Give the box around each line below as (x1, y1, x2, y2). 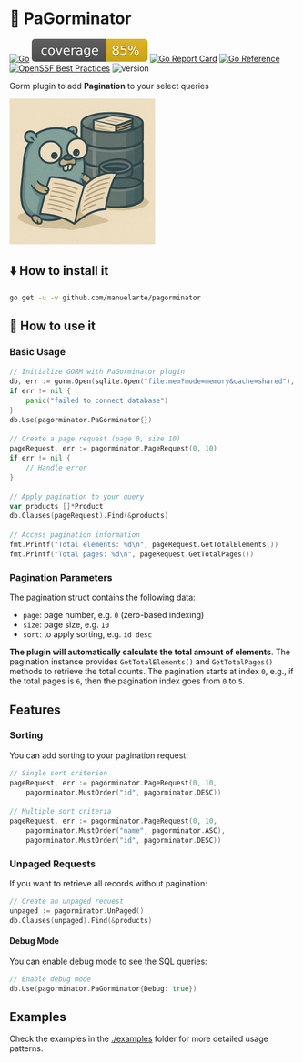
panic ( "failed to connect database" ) (25, 396, 169, 405)
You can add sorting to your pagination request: (9, 750, 188, 761)
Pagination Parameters (9, 571, 113, 583)
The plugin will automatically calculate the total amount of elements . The (9, 646, 291, 658)
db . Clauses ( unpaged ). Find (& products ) (9, 916, 153, 925)
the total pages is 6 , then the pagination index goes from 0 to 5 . (9, 675, 246, 686)
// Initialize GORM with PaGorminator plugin (9, 368, 185, 377)
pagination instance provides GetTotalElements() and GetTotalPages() (9, 656, 274, 667)
